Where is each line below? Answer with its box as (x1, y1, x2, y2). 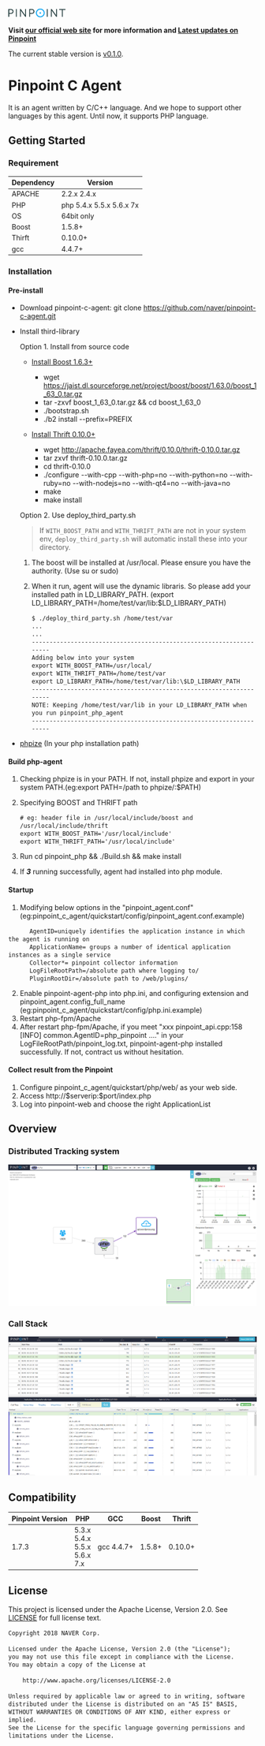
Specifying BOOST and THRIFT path (19, 798, 138, 808)
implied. (8, 1716, 37, 1724)
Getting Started (8, 134, 86, 147)
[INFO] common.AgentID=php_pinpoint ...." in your (19, 1030, 184, 1039)
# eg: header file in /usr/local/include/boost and (19, 814, 193, 823)
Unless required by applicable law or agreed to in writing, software (8, 1692, 245, 1700)
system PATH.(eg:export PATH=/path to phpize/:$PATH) (19, 782, 202, 793)
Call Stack (8, 1318, 48, 1329)
